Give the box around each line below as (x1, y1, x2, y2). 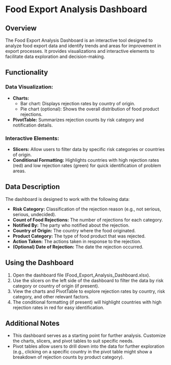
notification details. (12, 122, 53, 128)
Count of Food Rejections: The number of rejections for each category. (12, 217, 163, 223)
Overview (5, 24, 37, 33)
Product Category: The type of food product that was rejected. (12, 233, 146, 239)
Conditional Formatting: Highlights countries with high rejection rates (12, 157, 159, 163)
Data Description (5, 182, 60, 191)
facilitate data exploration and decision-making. (5, 53, 105, 59)
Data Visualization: (5, 83, 53, 90)
